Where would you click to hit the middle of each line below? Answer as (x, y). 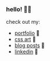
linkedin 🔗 (26, 52)
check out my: (23, 22)
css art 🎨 (25, 40)
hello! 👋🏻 (19, 9)
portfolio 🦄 (27, 33)
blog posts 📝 (29, 45)
